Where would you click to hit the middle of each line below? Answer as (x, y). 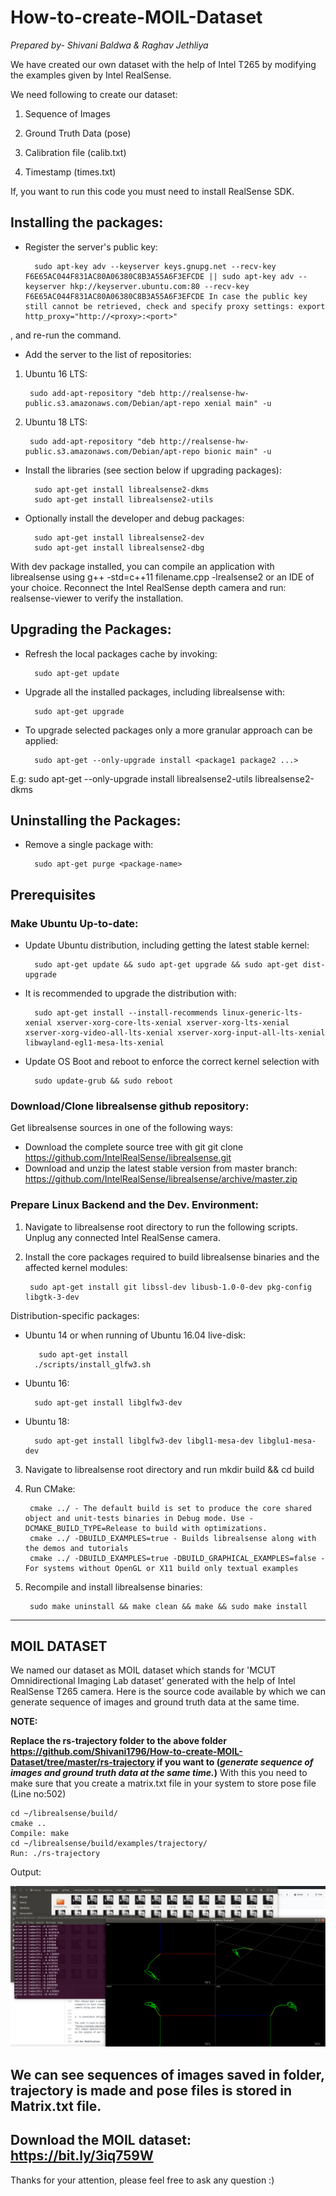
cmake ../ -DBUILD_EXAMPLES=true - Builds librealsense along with (173, 1538)
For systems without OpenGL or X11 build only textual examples (161, 1568)
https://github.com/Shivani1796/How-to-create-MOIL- (126, 1752)
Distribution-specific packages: (75, 1315)
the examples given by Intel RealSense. (91, 75)
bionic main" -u (238, 451)
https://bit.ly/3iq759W (82, 2156)
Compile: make (40, 1834)
